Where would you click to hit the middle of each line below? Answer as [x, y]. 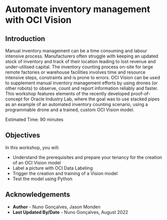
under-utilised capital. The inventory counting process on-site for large [79, 67]
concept [14, 99]
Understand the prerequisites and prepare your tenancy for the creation [87, 157]
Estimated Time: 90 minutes [34, 119]
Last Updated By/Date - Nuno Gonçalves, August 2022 [70, 212]
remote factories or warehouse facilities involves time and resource [75, 72]
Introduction [25, 39]
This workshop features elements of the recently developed [68, 94]
